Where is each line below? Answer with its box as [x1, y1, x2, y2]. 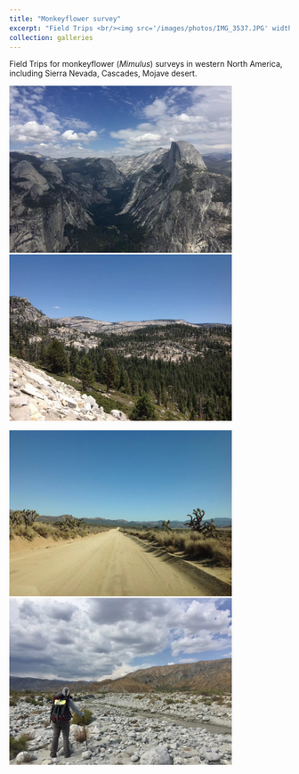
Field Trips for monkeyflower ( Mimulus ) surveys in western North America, [9, 59, 283, 69]
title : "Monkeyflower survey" [9, 14, 122, 23]
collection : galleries [9, 33, 93, 42]
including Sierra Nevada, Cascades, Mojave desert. [9, 68, 198, 79]
